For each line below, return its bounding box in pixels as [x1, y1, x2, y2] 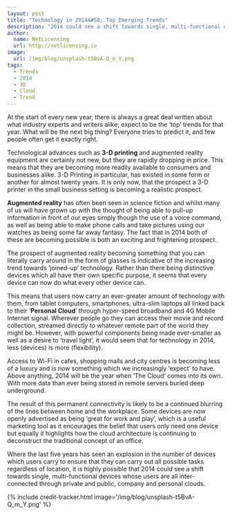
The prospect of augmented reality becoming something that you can [7, 249, 205, 257]
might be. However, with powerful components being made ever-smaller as [7, 329, 222, 337]
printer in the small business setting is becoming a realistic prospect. [7, 185, 203, 193]
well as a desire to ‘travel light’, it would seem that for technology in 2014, [7, 336, 215, 344]
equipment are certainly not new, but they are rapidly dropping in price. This [7, 156, 224, 164]
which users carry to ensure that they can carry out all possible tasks [7, 457, 204, 465]
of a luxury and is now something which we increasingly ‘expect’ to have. [7, 365, 215, 372]
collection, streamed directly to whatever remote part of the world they [7, 322, 209, 329]
